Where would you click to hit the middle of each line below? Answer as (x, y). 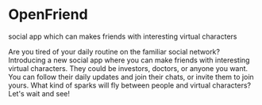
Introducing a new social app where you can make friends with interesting (129, 60)
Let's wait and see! (39, 93)
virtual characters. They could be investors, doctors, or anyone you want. (128, 68)
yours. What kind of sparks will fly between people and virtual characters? (130, 85)
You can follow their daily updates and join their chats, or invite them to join (131, 77)
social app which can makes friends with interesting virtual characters (123, 36)
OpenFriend (48, 15)
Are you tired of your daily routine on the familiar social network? (114, 51)
